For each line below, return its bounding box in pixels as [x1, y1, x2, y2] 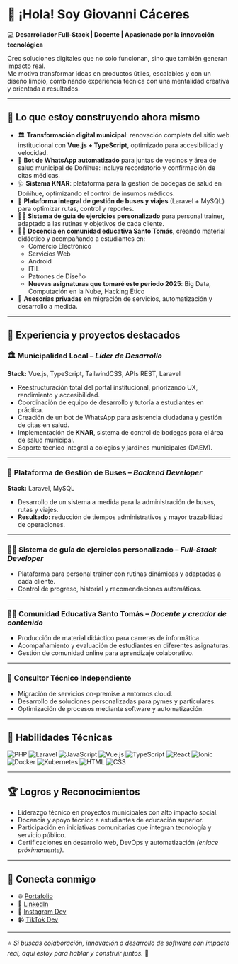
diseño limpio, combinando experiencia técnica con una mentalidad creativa [7, 76, 229, 85]
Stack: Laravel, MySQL [7, 484, 75, 492]
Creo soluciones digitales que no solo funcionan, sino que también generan [7, 54, 228, 62]
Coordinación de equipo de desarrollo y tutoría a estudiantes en [17, 398, 204, 407]
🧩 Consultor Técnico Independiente [7, 673, 132, 683]
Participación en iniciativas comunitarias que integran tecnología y [17, 823, 212, 832]
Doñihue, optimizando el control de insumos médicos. [17, 189, 175, 198]
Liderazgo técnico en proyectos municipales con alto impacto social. [17, 808, 218, 817]
